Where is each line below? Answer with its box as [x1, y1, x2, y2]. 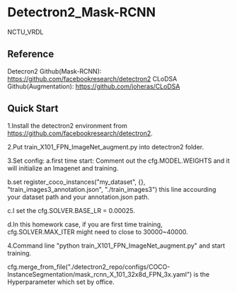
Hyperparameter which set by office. [7, 277, 115, 286]
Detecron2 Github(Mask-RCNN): [7, 67, 102, 75]
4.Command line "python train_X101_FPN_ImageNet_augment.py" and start [7, 241, 225, 250]
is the [193, 270, 210, 278]
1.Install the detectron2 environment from [7, 121, 127, 130]
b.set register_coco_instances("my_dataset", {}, [7, 178, 146, 186]
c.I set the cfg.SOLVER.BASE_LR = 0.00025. [7, 206, 136, 214]
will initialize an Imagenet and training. [7, 163, 119, 172]
